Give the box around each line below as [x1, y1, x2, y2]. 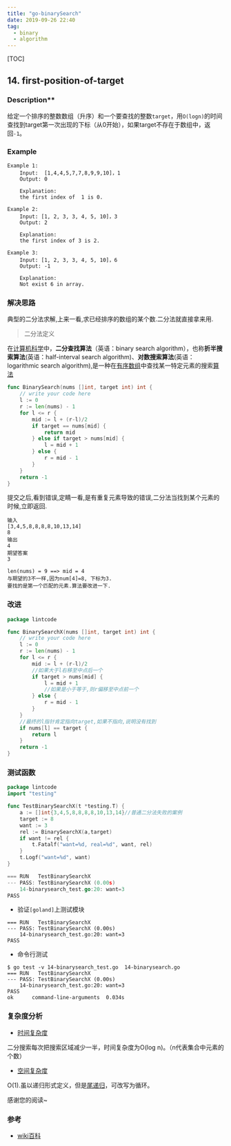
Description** [7, 95, 55, 105]
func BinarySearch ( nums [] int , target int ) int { [7, 384, 153, 391]
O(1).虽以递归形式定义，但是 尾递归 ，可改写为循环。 [7, 1080, 154, 1089]
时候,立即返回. [7, 502, 48, 510]
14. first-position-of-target [7, 74, 124, 86]
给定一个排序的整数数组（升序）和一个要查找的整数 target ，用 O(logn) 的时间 [7, 112, 223, 120]
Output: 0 [19, 176, 48, 183]
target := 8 [19, 815, 54, 823]
